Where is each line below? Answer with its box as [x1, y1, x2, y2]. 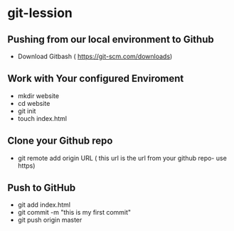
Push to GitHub [7, 182, 76, 194]
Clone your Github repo [7, 135, 113, 147]
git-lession [7, 5, 73, 21]
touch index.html [17, 114, 68, 122]
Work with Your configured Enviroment [7, 72, 184, 85]
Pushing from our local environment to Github [7, 33, 215, 45]
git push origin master [17, 215, 83, 225]
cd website [17, 99, 50, 107]
